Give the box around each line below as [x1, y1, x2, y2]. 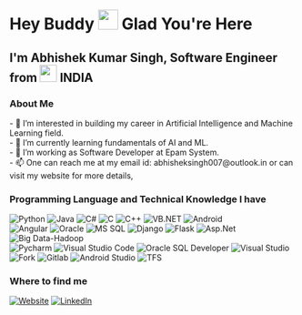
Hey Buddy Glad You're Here [9, 14, 253, 35]
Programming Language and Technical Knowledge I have [9, 192, 267, 205]
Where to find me [9, 275, 88, 288]
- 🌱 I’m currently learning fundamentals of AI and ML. [9, 137, 209, 147]
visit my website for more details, [9, 169, 134, 181]
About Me [9, 97, 55, 109]
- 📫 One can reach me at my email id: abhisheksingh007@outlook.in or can [9, 157, 294, 168]
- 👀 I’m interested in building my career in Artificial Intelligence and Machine [9, 117, 294, 128]
